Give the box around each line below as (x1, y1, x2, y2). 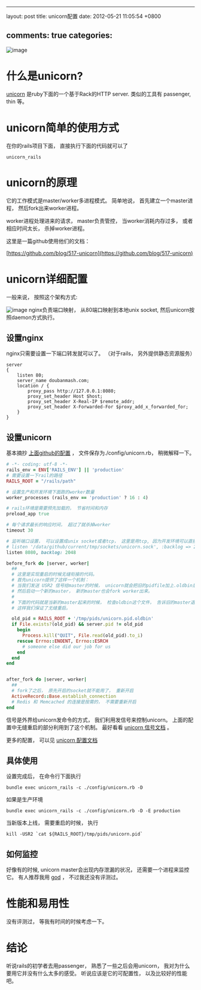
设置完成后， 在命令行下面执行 (6, 773, 81, 780)
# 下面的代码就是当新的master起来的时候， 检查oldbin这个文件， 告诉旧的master (11, 599, 191, 606)
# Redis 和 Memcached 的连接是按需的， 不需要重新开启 (11, 699, 136, 705)
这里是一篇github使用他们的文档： (6, 237, 90, 244)
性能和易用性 (6, 897, 70, 911)
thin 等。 (6, 97, 28, 105)
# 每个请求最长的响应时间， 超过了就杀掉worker (6, 522, 111, 528)
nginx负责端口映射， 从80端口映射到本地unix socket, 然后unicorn (29, 306, 190, 313)
